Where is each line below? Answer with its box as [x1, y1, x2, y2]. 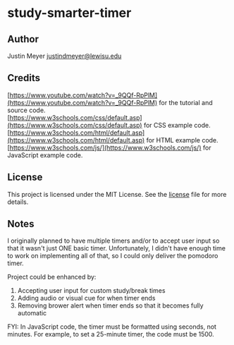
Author [7, 33, 39, 45]
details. [7, 198, 29, 206]
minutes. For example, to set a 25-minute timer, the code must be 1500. [7, 330, 215, 339]
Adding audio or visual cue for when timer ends [17, 294, 156, 303]
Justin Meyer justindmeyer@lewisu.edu [7, 52, 122, 60]
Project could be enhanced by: [7, 273, 97, 282]
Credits [7, 72, 41, 84]
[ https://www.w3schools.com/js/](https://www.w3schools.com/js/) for [7, 143, 211, 152]
